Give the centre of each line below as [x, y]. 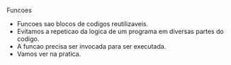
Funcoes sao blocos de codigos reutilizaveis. [83, 24]
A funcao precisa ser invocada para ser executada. [91, 46]
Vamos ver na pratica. [49, 54]
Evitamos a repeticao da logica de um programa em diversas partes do [120, 31]
